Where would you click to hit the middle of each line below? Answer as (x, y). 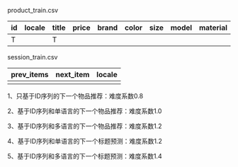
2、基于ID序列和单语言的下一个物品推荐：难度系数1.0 (85, 111)
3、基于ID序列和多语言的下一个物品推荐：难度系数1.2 (85, 126)
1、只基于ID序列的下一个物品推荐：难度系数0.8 (75, 96)
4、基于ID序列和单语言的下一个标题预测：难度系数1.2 (85, 141)
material (213, 28)
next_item (73, 75)
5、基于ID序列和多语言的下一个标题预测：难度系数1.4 (85, 156)
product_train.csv (33, 10)
